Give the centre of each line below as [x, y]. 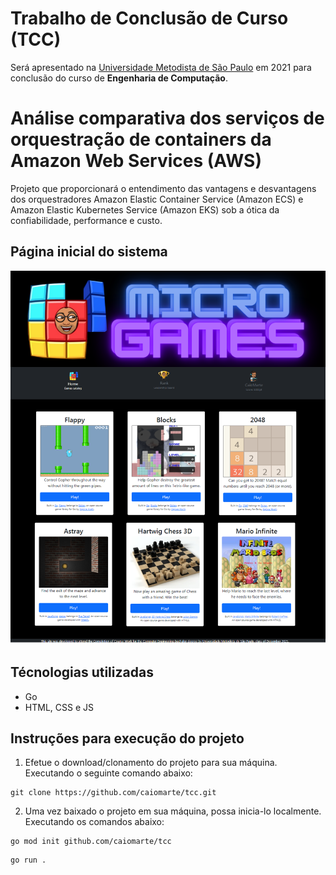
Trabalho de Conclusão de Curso [149, 18]
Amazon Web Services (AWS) [136, 161]
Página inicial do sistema [89, 252]
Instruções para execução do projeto [127, 738]
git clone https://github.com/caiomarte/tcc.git [113, 793]
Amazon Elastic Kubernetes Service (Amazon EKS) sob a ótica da [145, 209]
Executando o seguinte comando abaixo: [108, 773]
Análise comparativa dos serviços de [167, 118]
